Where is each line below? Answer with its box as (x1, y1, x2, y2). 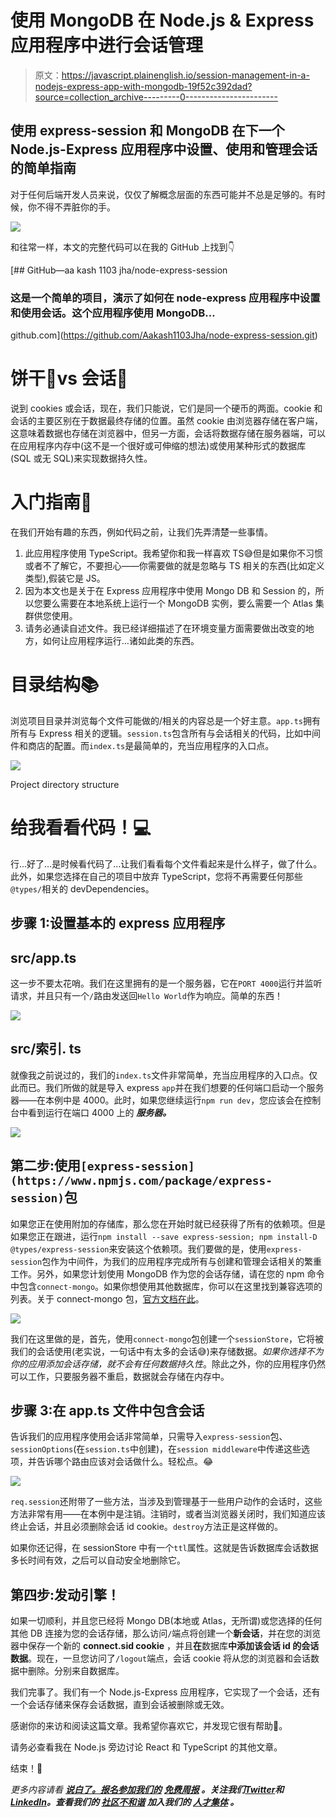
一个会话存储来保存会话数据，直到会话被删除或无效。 (10, 1699, 230, 1711)
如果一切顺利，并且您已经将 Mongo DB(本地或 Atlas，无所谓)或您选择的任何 (10, 1615, 323, 1627)
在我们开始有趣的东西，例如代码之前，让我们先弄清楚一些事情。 (10, 526, 273, 538)
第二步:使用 (10, 1157, 82, 1175)
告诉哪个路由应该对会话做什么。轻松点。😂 (36, 1456, 214, 1468)
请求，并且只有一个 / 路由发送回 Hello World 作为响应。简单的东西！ (10, 990, 283, 1001)
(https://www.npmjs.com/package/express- (10, 1174, 273, 1188)
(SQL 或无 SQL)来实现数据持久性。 (10, 452, 153, 464)
